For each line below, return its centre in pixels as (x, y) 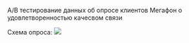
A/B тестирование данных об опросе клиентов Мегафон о (95, 10)
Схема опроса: (30, 32)
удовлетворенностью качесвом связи (65, 18)
